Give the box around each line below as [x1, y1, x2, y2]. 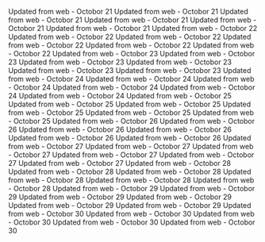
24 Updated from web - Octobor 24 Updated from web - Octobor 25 [8, 91, 232, 100]
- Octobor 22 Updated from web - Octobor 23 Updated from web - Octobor [8, 49, 255, 58]
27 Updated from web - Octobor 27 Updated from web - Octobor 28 [8, 159, 232, 167]
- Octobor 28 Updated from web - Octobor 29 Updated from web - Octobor [8, 184, 255, 193]
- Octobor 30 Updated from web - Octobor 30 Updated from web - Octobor [8, 217, 255, 227]
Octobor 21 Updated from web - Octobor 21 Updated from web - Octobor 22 [8, 24, 258, 33]
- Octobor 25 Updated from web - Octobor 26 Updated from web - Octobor [8, 117, 255, 125]
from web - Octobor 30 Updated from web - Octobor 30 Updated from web [8, 209, 255, 218]
